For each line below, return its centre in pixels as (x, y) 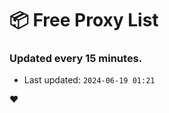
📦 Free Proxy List (84, 20)
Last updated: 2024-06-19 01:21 (89, 80)
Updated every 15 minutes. (76, 59)
